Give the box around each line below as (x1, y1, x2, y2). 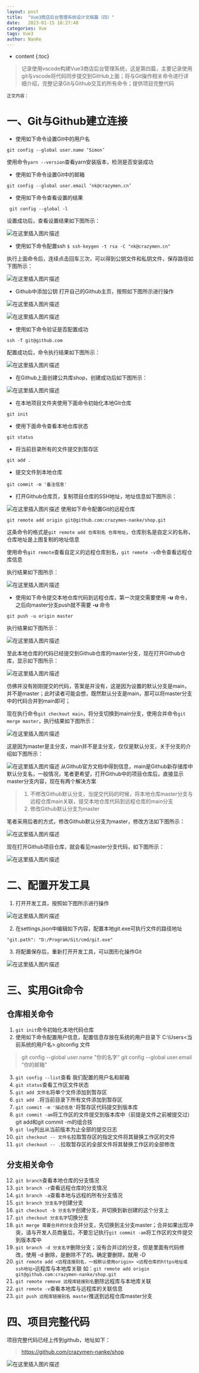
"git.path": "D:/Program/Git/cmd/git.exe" (7, 937, 113, 943)
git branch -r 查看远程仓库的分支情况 (15, 1184, 107, 1191)
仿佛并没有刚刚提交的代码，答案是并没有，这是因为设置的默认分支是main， (7, 682, 190, 689)
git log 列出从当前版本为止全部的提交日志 (15, 1125, 117, 1133)
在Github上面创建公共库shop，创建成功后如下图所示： (15, 374, 147, 381)
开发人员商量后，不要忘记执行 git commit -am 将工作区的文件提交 (36, 1228, 193, 1236)
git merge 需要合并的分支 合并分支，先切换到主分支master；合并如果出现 (15, 1221, 189, 1228)
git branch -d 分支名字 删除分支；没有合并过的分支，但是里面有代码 (15, 1243, 179, 1250)
